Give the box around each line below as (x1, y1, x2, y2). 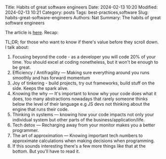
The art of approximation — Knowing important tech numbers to (12, 133, 143, 138)
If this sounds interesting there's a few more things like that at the (12, 143, 146, 149)
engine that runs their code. (12, 106, 69, 112)
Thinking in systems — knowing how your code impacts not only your (12, 112, 154, 118)
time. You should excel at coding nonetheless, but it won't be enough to (12, 59, 159, 65)
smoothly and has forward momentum (12, 75, 90, 80)
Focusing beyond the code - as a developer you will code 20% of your (12, 54, 156, 60)
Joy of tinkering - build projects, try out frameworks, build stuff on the (12, 80, 155, 86)
